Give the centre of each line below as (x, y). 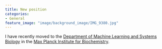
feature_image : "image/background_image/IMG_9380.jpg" (62, 23)
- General (15, 18)
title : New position (26, 9)
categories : (17, 14)
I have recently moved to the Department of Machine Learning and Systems (81, 37)
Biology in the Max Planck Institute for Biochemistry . (57, 42)
